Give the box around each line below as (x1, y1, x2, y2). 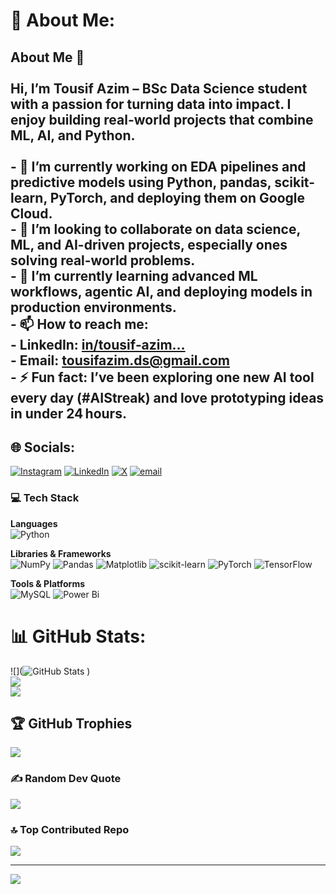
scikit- (274, 174, 316, 191)
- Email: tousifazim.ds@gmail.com (10, 352, 230, 369)
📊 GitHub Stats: (10, 625, 147, 648)
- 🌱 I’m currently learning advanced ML (10, 267, 258, 284)
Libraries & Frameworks (10, 547, 112, 559)
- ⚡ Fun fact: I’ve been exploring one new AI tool (10, 369, 315, 386)
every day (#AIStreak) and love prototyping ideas (10, 389, 325, 406)
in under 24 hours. (10, 405, 127, 422)
